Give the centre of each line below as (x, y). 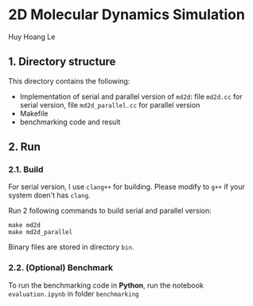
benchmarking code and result (70, 122)
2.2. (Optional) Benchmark (61, 268)
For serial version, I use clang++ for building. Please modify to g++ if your (127, 187)
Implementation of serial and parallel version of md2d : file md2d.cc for (131, 96)
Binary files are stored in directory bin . (71, 247)
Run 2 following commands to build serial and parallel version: (110, 211)
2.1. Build (26, 170)
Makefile (34, 113)
